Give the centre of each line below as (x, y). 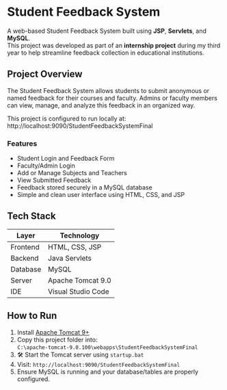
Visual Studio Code (78, 291)
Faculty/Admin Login (46, 166)
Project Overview (45, 74)
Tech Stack (31, 216)
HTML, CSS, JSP (75, 247)
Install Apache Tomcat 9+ (53, 332)
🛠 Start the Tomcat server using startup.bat (80, 354)
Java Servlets (70, 258)
